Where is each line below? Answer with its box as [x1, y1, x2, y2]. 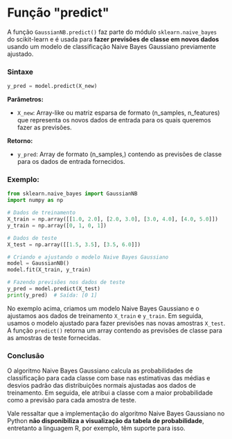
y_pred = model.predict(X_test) [7, 286, 100, 292]
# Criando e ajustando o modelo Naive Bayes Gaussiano [7, 254, 169, 261]
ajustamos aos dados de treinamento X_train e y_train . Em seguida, [7, 311, 204, 319]
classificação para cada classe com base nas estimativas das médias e [7, 374, 211, 382]
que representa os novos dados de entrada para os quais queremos [17, 116, 211, 124]
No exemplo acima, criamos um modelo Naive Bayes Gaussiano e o [7, 304, 199, 312]
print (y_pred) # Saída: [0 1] [7, 292, 98, 299]
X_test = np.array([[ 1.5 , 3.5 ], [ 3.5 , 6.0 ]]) [7, 241, 141, 248]
